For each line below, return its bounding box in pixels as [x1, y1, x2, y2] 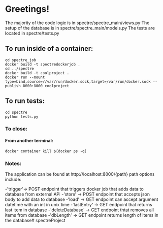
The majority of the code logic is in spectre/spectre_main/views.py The [5, 20, 150, 26]
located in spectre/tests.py [5, 30, 60, 36]
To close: [5, 126, 28, 132]
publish [5, 83, 21, 88]
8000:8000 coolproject [23, 83, 69, 88]
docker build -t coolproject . [5, 70, 69, 75]
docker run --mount [5, 75, 45, 80]
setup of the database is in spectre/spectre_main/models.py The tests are [5, 25, 155, 31]
